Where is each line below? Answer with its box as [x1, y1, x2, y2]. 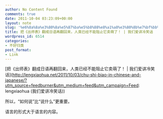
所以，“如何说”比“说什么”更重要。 [5, 99, 72, 104]
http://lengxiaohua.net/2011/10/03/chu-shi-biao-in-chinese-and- [12, 72, 142, 78]
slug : [5, 25, 16, 30]
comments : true [5, 12, 36, 16]
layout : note [5, 20, 32, 26]
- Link [5, 52, 18, 57]
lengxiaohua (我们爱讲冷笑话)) [5, 88, 65, 94]
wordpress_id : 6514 [5, 34, 45, 39]
